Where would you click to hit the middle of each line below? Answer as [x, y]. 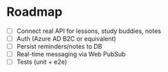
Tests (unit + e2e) [41, 62]
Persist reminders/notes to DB [59, 47]
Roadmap [35, 12]
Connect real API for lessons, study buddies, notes [89, 31]
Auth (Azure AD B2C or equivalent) [66, 39]
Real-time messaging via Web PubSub [71, 54]
